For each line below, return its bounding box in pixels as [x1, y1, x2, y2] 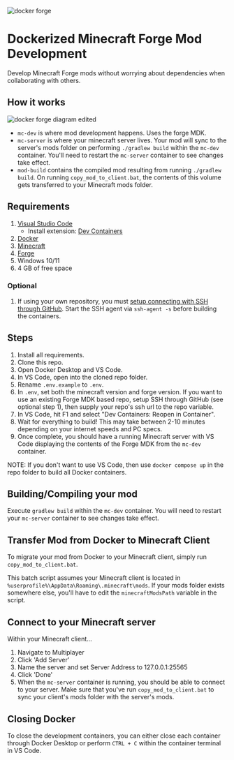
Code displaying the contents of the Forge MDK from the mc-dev [17, 440, 201, 448]
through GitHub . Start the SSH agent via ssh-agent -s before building [17, 304, 217, 313]
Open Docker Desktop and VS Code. [17, 365, 123, 373]
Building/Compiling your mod [7, 489, 138, 500]
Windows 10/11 [17, 256, 60, 264]
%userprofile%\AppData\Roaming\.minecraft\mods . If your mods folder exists [7, 581, 225, 590]
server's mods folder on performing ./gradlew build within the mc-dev [17, 143, 219, 151]
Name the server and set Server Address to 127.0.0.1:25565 [17, 663, 188, 671]
